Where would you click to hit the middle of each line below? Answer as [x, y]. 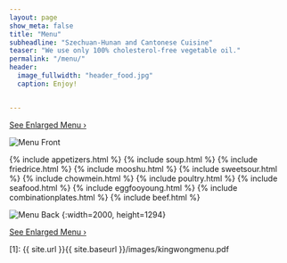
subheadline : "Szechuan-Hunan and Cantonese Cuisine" [111, 42]
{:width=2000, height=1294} [114, 214]
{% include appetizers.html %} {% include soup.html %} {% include [134, 159]
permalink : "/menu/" [48, 59]
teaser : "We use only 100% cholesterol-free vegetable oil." [125, 51]
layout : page [33, 17]
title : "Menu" [36, 34]
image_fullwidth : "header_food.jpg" [85, 76]
